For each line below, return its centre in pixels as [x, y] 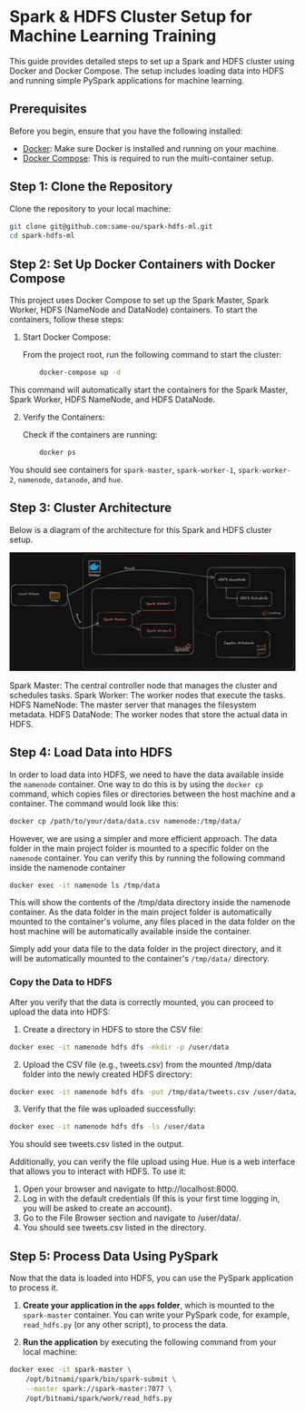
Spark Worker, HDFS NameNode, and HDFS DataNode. [113, 400]
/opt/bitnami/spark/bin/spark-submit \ [101, 1379]
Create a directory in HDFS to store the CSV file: [113, 1029]
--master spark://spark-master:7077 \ [99, 1388]
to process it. [34, 1288]
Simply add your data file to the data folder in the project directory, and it [145, 949]
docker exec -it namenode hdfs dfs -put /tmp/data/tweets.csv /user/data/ [154, 1091]
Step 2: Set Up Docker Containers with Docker [143, 264]
